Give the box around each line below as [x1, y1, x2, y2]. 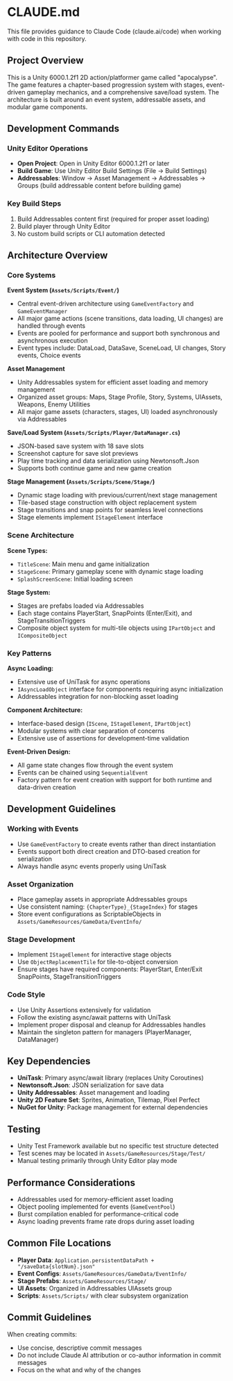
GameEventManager [17, 308, 68, 315]
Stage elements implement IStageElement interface [17, 513, 163, 522]
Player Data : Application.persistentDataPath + [17, 1255, 155, 1264]
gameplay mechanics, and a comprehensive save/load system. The [26, 88, 220, 96]
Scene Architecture [7, 531, 74, 540]
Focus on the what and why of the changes [17, 1366, 141, 1374]
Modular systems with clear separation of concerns [17, 727, 165, 735]
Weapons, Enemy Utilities [17, 400, 91, 408]
